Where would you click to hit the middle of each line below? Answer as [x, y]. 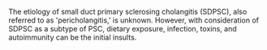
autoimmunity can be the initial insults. [73, 37]
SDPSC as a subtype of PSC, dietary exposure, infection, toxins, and [123, 29]
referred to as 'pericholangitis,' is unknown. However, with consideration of [134, 20]
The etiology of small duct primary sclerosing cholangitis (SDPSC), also [128, 12]
